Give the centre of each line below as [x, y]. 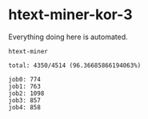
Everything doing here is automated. [68, 37]
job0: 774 [25, 79]
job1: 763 [25, 86]
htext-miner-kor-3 [70, 15]
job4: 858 [25, 107]
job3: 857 [25, 100]
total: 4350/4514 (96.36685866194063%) [75, 65]
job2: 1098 [26, 93]
